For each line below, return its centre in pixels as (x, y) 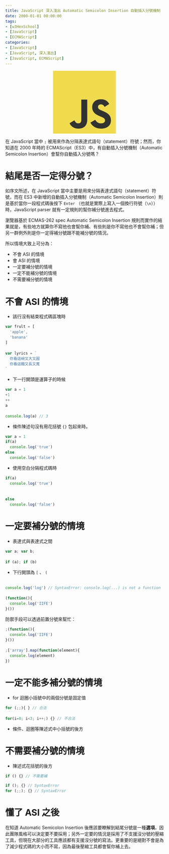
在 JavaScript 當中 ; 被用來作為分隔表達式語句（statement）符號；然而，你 (83, 141)
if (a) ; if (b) (21, 562)
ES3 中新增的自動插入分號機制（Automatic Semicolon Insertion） (91, 197)
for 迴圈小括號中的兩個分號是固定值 (49, 698)
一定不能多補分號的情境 (54, 683)
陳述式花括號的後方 (32, 766)
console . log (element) (32, 656)
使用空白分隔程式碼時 (34, 468)
